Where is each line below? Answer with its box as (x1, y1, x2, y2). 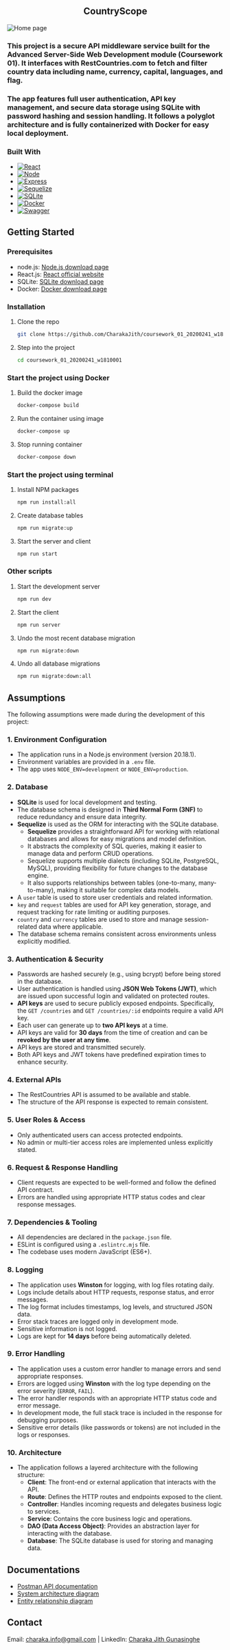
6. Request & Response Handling (7, 1162, 118, 1172)
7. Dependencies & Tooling (7, 1217, 97, 1227)
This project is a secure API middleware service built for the (7, 41, 211, 50)
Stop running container (16, 440, 82, 448)
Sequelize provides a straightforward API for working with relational (27, 827, 220, 836)
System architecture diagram (16, 1589, 100, 1598)
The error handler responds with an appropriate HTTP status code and (16, 1394, 218, 1402)
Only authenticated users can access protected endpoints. (16, 1131, 183, 1139)
